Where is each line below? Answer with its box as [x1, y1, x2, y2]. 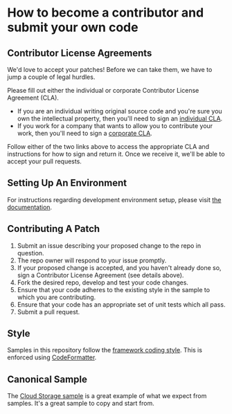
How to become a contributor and [7, 5, 204, 21]
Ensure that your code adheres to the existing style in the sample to [17, 285, 210, 294]
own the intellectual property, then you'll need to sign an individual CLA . [17, 114, 223, 123]
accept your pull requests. [7, 157, 82, 165]
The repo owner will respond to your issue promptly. [17, 256, 167, 264]
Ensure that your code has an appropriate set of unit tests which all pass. [17, 300, 226, 309]
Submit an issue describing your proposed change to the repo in [17, 241, 202, 250]
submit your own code [7, 19, 139, 35]
